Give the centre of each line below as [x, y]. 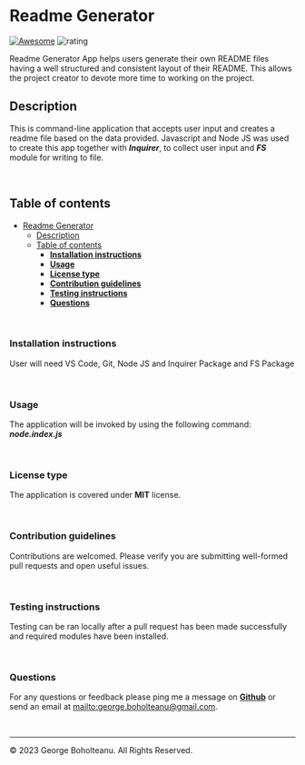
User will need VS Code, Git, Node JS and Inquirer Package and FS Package [152, 363]
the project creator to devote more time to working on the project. [132, 77]
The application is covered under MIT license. [95, 495]
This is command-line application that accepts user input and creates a [142, 128]
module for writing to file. [57, 157]
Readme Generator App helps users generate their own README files [139, 58]
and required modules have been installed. [89, 636]
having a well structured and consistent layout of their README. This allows [151, 68]
